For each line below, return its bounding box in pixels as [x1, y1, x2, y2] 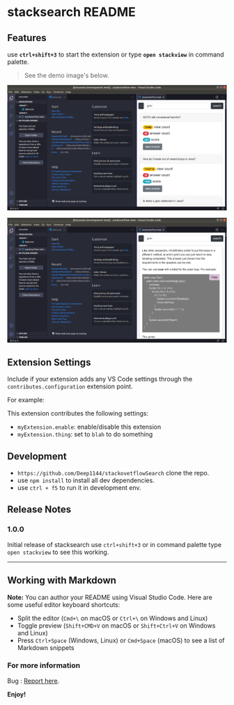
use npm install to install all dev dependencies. [17, 476, 155, 484]
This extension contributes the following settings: [7, 409, 148, 418]
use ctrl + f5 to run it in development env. [17, 484, 141, 492]
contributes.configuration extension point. [7, 382, 134, 390]
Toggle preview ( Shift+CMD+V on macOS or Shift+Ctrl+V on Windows [17, 621, 216, 630]
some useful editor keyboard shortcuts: [7, 600, 120, 609]
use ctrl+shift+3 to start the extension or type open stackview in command [7, 50, 224, 58]
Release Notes [7, 504, 72, 516]
